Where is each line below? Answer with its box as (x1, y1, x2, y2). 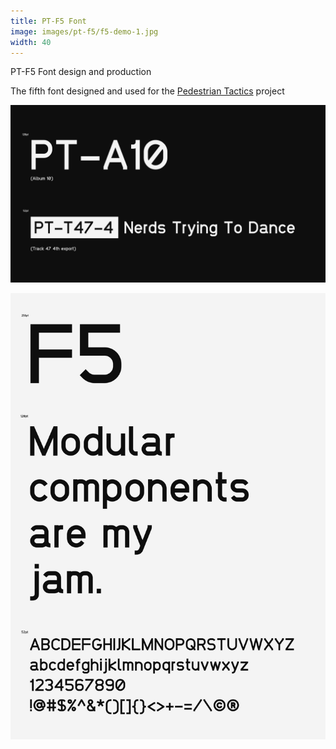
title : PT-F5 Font (10, 16, 87, 26)
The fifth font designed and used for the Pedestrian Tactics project (10, 85, 285, 97)
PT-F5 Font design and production (10, 66, 152, 78)
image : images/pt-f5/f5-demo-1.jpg (10, 26, 159, 37)
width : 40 (10, 37, 52, 47)
